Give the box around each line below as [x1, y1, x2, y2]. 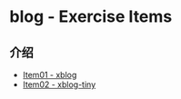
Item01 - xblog [22, 70, 77, 80]
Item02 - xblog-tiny [22, 79, 96, 90]
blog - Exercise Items [9, 6, 173, 27]
